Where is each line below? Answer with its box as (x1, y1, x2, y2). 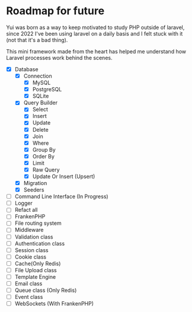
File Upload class (14, 266, 57, 273)
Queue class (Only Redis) (14, 286, 77, 294)
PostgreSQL (32, 86, 62, 93)
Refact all (14, 206, 38, 214)
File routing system (14, 219, 62, 227)
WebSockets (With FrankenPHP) (14, 300, 94, 307)
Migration (23, 180, 47, 186)
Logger (14, 200, 33, 207)
